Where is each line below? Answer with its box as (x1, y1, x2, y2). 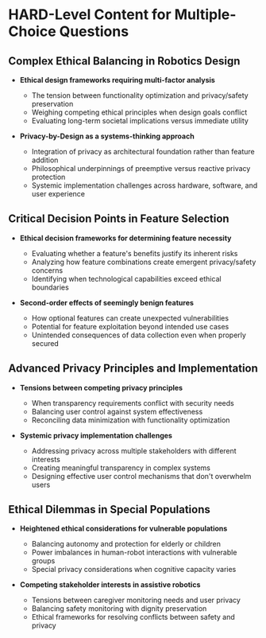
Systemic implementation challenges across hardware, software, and (31, 181, 258, 190)
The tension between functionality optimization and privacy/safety (31, 91, 249, 100)
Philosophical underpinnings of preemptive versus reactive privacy (31, 164, 251, 173)
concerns (31, 265, 64, 275)
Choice (8, 22, 57, 41)
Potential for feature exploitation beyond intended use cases (31, 321, 229, 331)
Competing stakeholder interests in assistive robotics (19, 580, 201, 589)
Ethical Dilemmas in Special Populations (8, 503, 210, 516)
